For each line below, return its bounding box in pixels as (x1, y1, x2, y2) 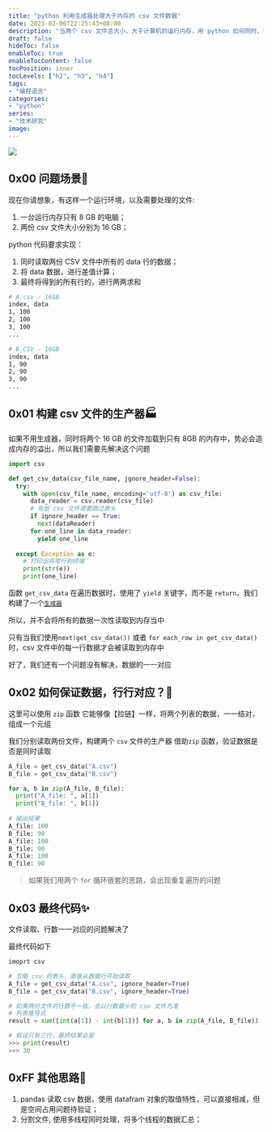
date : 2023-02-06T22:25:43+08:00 (8, 19, 121, 28)
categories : (8, 95, 49, 103)
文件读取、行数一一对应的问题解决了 (8, 924, 130, 934)
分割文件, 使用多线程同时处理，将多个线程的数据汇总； (19, 1114, 202, 1124)
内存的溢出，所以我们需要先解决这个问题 (15, 443, 151, 453)
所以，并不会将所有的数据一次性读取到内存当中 (8, 616, 164, 625)
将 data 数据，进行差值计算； (19, 266, 117, 276)
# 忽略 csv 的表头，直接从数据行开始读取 (8, 972, 131, 980)
